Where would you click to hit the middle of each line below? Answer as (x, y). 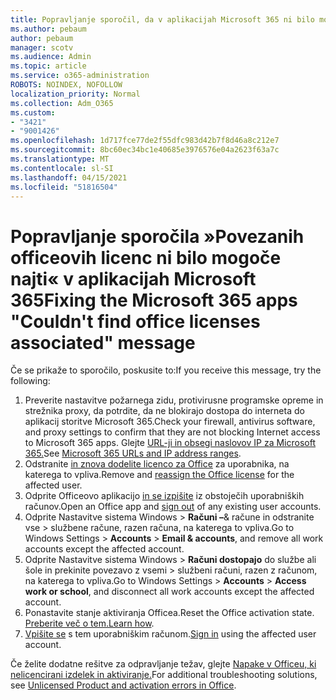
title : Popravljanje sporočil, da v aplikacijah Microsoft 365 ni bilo (162, 19)
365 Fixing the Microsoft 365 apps (154, 300)
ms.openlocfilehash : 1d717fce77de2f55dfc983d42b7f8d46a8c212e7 (145, 141)
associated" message (103, 342)
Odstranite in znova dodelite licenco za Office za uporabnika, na (157, 464)
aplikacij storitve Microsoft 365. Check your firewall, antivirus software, (170, 422)
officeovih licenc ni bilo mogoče (146, 257)
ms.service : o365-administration (80, 76)
